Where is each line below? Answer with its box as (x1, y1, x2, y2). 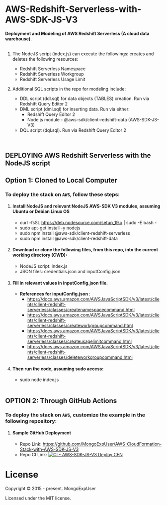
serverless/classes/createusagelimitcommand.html (27, 338, 132, 344)
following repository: (5, 417, 57, 424)
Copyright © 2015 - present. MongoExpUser (5, 485, 96, 491)
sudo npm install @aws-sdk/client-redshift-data (19, 235, 118, 241)
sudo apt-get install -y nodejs (19, 225, 81, 231)
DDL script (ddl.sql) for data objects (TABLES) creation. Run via (19, 96, 149, 101)
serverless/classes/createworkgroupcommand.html (27, 322, 133, 329)
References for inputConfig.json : (19, 291, 90, 297)
